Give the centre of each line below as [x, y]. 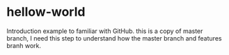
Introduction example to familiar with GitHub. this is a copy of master [105, 31]
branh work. [24, 45]
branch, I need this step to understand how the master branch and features [114, 38]
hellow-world [46, 12]
